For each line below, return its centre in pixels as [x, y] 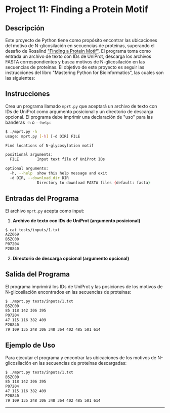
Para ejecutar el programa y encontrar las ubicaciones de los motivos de [81, 357]
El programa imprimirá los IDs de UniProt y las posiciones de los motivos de [84, 286]
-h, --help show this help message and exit [59, 174]
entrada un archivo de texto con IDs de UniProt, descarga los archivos [78, 56]
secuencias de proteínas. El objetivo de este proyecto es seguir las [75, 67]
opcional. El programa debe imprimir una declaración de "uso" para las [79, 117]
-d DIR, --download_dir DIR [39, 178]
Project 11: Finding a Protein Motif [77, 9]
